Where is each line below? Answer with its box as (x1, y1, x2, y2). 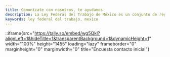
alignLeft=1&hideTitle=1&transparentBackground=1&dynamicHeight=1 (5, 35, 149, 41)
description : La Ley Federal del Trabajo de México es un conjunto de (5, 12, 157, 17)
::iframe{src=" (5, 30, 35, 36)
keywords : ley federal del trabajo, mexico (5, 16, 99, 21)
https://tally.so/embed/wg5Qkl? (34, 30, 100, 36)
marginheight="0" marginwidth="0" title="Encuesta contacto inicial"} (5, 46, 150, 52)
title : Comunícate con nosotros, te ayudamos (5, 7, 103, 12)
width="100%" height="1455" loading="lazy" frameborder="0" (5, 41, 137, 47)
